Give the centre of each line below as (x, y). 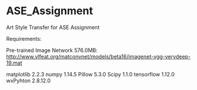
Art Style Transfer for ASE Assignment (53, 27)
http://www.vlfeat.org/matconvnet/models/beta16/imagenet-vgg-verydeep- (99, 56)
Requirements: (24, 38)
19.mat (14, 63)
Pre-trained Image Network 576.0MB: (52, 50)
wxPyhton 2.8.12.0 (28, 81)
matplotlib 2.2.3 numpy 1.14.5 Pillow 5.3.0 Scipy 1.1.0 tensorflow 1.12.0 (90, 74)
